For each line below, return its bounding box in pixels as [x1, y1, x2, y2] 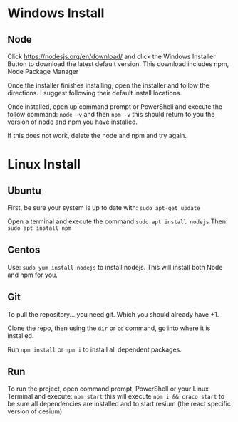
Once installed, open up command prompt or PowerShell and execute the [7, 102, 223, 111]
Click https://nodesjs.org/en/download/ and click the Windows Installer [7, 52, 216, 60]
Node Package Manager [7, 68, 79, 75]
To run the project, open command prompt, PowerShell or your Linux [7, 384, 209, 393]
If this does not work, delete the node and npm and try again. [7, 132, 187, 139]
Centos [7, 244, 41, 256]
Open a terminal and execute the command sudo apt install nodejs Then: [7, 217, 228, 226]
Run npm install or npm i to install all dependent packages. [7, 345, 182, 354]
